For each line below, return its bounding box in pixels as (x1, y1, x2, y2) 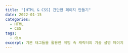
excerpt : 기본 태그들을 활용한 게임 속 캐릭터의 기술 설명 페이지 (5, 40, 124, 45)
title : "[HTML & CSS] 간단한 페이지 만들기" (5, 7, 91, 13)
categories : (5, 17, 30, 22)
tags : (5, 31, 17, 36)
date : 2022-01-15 (5, 12, 42, 17)
